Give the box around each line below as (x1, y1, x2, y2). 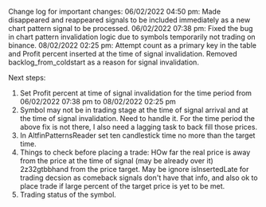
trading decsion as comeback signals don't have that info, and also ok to (19, 173, 258, 182)
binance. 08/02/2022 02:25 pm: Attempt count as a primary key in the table (8, 41, 257, 50)
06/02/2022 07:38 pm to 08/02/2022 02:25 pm (19, 97, 177, 106)
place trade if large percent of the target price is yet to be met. (19, 182, 225, 190)
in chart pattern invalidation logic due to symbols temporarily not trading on (8, 32, 256, 41)
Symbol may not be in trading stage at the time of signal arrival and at (19, 105, 248, 115)
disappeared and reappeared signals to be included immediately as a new (8, 15, 251, 25)
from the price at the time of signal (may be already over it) (19, 156, 213, 166)
